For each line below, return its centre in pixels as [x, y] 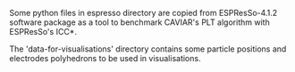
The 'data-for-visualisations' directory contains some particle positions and [148, 49]
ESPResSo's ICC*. [43, 32]
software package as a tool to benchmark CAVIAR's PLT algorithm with [139, 22]
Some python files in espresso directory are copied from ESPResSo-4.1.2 [143, 13]
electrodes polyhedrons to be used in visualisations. [105, 58]
